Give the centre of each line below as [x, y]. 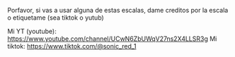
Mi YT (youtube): [32, 31]
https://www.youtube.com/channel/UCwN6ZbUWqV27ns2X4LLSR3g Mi [112, 39]
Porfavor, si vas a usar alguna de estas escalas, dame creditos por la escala [118, 10]
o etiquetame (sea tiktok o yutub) [56, 18]
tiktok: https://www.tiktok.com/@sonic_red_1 [72, 46]
